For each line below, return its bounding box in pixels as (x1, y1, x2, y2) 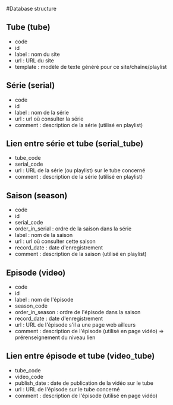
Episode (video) (6, 267, 66, 278)
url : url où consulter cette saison (14, 238, 96, 245)
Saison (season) (6, 190, 68, 201)
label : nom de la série (14, 109, 70, 116)
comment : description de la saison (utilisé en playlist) (14, 251, 147, 258)
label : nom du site (14, 50, 61, 58)
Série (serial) (6, 80, 55, 91)
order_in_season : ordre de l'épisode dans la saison (14, 309, 141, 316)
